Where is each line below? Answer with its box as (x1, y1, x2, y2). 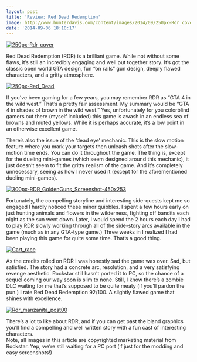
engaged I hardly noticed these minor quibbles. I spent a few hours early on (6, 204, 189, 211)
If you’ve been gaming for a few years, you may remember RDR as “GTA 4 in (6, 94, 191, 101)
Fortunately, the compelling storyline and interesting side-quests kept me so (6, 197, 191, 204)
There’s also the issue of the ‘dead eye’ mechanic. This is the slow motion (6, 137, 184, 144)
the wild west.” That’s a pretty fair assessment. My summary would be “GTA (6, 101, 189, 108)
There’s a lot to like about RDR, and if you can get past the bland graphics (6, 318, 184, 325)
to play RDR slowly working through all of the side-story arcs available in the (6, 222, 191, 230)
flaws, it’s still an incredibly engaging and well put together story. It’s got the (6, 59, 189, 66)
